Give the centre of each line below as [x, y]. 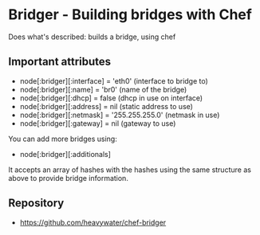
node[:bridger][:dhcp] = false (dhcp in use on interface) [111, 98]
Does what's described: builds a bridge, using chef [92, 37]
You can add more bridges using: [63, 139]
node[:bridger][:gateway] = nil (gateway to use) [98, 123]
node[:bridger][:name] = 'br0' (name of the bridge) [103, 89]
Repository [36, 204]
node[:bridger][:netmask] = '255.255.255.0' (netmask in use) [120, 115]
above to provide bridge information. [69, 178]
